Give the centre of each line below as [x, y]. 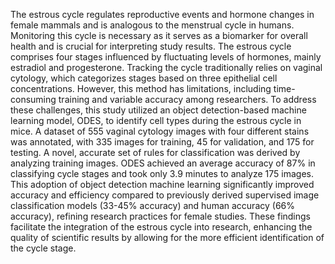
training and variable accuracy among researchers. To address [187, 99]
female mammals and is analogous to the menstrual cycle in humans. [152, 25]
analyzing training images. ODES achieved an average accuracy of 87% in [163, 163]
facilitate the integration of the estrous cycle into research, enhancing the [161, 227]
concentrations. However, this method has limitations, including [141, 88]
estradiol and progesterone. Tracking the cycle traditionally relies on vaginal [166, 67]
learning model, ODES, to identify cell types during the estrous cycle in [156, 120]
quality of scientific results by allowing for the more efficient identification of [167, 237]
